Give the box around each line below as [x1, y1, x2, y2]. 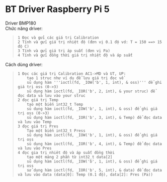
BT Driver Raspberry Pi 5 [5, 4, 110, 15]
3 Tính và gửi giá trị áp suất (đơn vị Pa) [17, 48, 111, 53]
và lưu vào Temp [17, 119, 52, 124]
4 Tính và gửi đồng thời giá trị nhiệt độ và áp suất [17, 53, 133, 58]
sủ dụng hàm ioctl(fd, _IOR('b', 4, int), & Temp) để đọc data [27, 141, 162, 146]
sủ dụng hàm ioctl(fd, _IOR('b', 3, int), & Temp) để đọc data [27, 115, 162, 120]
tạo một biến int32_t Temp [27, 102, 83, 107]
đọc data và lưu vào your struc [17, 93, 86, 98]
